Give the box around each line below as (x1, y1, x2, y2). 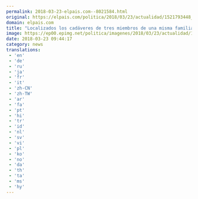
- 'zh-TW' (8, 91, 33, 97)
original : (6, 14, 31, 20)
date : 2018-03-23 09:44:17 (6, 36, 72, 42)
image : (6, 31, 22, 37)
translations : (6, 47, 41, 53)
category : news (6, 42, 44, 48)
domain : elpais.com (6, 19, 54, 25)
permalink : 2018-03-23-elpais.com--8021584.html (6, 8, 128, 15)
